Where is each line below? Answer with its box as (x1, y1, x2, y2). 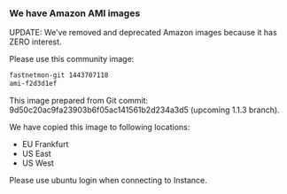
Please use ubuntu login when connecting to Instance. (9, 175, 208, 186)
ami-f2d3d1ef (9, 79, 58, 89)
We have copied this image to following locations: (9, 122, 190, 133)
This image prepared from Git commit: (9, 96, 149, 106)
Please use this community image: (9, 54, 135, 65)
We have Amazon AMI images (9, 7, 141, 19)
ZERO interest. (9, 36, 62, 47)
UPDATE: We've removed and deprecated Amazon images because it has (9, 27, 277, 38)
